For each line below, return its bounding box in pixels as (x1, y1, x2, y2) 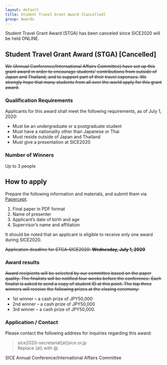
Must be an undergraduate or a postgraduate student (12, 123, 122, 129)
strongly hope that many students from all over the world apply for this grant (5, 79, 162, 85)
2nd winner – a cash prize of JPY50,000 (12, 301, 96, 307)
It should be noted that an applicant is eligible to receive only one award (5, 231, 153, 237)
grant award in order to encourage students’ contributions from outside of (5, 68, 157, 75)
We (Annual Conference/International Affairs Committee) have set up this (5, 63, 156, 69)
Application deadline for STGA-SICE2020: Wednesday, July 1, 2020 (5, 246, 146, 252)
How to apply (5, 178, 47, 186)
